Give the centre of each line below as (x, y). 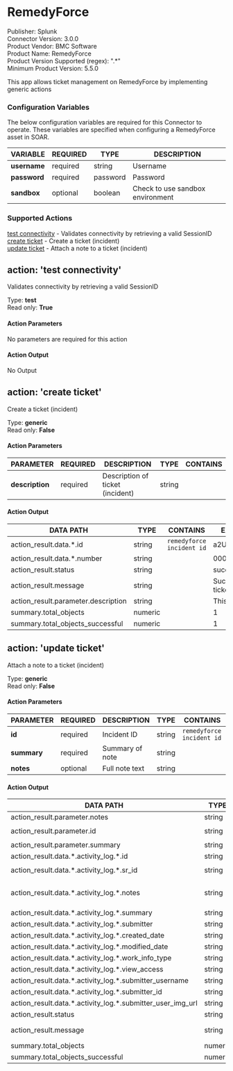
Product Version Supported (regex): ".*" (64, 61)
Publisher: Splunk (32, 31)
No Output (22, 370)
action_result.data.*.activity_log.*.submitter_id (87, 992)
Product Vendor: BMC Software (52, 46)
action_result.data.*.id (47, 545)
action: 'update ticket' (56, 649)
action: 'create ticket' (54, 393)
